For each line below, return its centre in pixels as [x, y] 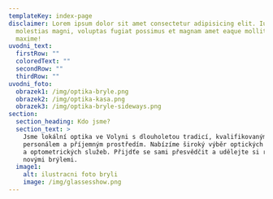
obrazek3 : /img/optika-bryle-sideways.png [89, 106]
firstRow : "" [38, 54]
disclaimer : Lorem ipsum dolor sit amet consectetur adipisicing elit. [132, 24]
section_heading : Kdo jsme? [63, 122]
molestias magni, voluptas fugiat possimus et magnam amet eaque [129, 31]
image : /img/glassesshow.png [72, 182]
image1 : [29, 167]
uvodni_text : [30, 46]
